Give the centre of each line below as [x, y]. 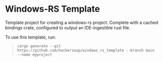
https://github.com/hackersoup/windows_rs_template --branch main [86, 50]
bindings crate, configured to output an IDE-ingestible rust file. [68, 27]
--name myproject [35, 55]
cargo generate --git [39, 46]
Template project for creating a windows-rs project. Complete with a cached [81, 22]
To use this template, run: [30, 37]
